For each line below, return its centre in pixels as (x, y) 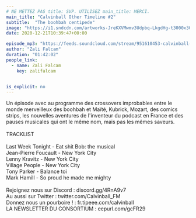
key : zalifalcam (36, 71)
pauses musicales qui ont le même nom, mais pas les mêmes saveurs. (90, 122)
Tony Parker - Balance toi (36, 172)
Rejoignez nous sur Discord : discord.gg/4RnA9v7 (66, 190)
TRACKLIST (20, 134)
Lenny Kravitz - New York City (42, 159)
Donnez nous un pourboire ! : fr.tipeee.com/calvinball (70, 203)
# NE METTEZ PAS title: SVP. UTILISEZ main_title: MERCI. (78, 11)
